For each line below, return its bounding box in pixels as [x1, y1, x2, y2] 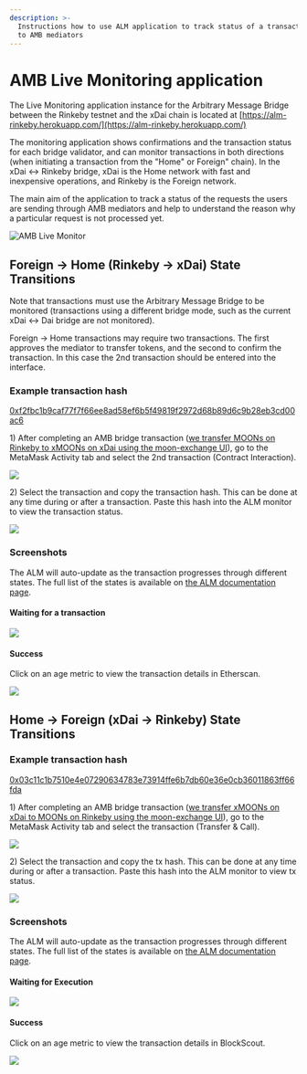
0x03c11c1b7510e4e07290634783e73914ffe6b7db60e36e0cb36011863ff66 [9, 774, 295, 785]
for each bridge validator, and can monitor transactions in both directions [9, 147, 285, 158]
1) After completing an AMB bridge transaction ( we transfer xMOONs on [9, 801, 281, 813]
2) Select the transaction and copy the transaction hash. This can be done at [9, 487, 298, 498]
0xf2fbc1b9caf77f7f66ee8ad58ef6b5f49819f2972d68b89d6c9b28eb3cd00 [9, 405, 295, 416]
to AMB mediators [17, 30, 84, 39]
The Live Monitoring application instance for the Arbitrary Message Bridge [9, 100, 290, 111]
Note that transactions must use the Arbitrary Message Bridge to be [9, 296, 265, 307]
